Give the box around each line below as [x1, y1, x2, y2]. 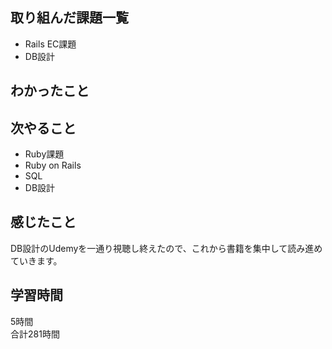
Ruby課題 [24, 148, 65, 160]
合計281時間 [10, 328, 60, 340]
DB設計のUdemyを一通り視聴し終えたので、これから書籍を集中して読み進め [10, 242, 323, 254]
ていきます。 [10, 254, 63, 267]
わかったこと [10, 83, 90, 100]
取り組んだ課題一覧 [10, 9, 129, 27]
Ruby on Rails [24, 159, 82, 172]
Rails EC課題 [24, 38, 77, 50]
